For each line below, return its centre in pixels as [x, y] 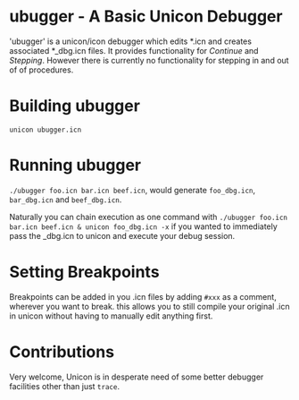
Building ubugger [75, 106]
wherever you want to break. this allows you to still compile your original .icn [149, 306]
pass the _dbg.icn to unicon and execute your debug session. [122, 235]
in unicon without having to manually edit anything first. [111, 316]
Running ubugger [75, 165]
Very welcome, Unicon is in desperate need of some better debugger [137, 377]
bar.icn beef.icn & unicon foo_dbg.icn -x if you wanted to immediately [144, 226]
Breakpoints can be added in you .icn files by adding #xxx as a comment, [143, 296]
